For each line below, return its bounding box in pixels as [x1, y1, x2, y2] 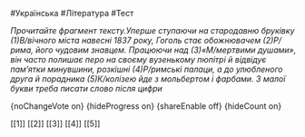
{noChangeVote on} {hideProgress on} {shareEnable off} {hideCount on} [10, 101, 282, 112]
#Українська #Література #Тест [10, 8, 134, 18]
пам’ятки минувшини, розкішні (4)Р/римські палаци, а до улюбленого [10, 64, 284, 74]
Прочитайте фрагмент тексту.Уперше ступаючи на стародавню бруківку [10, 25, 295, 35]
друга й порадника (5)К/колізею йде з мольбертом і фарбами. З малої [10, 73, 286, 84]
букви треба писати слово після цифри [10, 83, 162, 93]
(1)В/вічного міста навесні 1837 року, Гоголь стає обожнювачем [10, 35, 261, 45]
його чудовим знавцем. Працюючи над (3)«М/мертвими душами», [35, 44, 297, 55]
